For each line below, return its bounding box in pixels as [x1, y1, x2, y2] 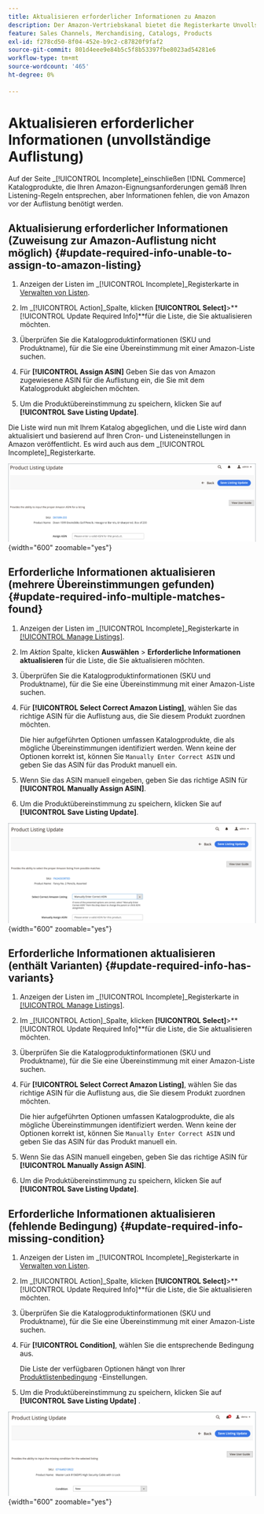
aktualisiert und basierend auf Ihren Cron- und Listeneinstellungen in [8, 431, 230, 441]
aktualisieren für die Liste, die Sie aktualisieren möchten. [19, 655, 205, 665]
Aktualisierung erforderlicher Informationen [8, 221, 229, 235]
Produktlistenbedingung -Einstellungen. [19, 1372, 148, 1382]
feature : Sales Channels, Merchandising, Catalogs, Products [8, 29, 213, 37]
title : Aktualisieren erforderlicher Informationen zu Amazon [8, 13, 216, 20]
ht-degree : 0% [8, 71, 55, 79]
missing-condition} [8, 1232, 105, 1245]
